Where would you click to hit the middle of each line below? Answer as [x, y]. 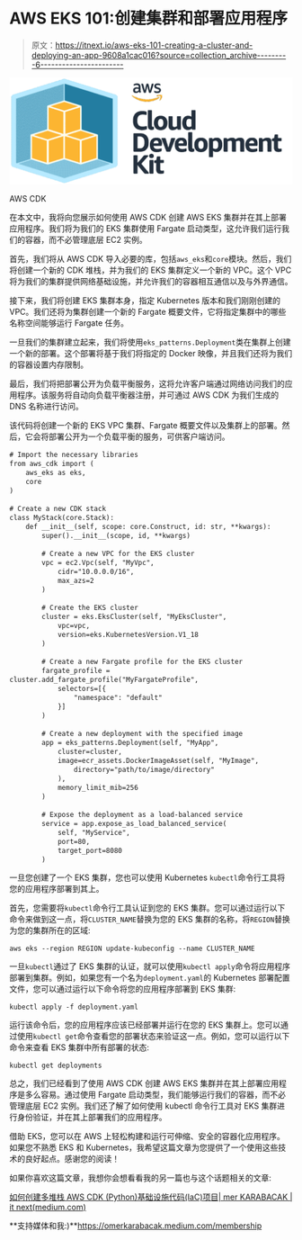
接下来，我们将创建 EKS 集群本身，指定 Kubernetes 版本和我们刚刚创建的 [145, 300]
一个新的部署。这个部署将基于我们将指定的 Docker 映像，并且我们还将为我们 [151, 353]
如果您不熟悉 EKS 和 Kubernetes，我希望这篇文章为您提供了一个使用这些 [144, 1147]
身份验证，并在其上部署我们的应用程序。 [92, 1117]
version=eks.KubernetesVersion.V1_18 [128, 634]
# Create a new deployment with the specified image [142, 733]
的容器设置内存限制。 [49, 364]
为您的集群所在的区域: [50, 930]
